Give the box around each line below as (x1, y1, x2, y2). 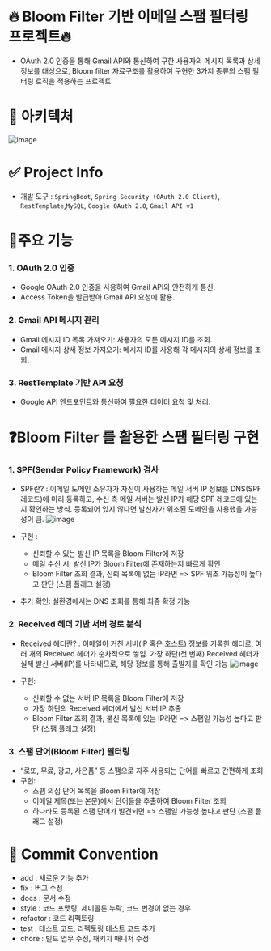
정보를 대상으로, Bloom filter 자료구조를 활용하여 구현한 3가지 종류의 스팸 (19, 66, 251, 75)
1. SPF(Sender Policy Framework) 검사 (8, 465, 159, 475)
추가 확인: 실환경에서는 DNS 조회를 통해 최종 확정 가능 (19, 596, 191, 606)
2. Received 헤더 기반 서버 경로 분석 (8, 618, 142, 630)
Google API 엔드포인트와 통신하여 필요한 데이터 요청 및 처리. (19, 397, 211, 406)
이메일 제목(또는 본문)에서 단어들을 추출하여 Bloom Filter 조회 (32, 796, 227, 805)
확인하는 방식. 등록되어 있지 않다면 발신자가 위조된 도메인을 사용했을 (28, 504, 243, 514)
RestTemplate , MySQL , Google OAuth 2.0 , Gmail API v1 (19, 200, 194, 210)
